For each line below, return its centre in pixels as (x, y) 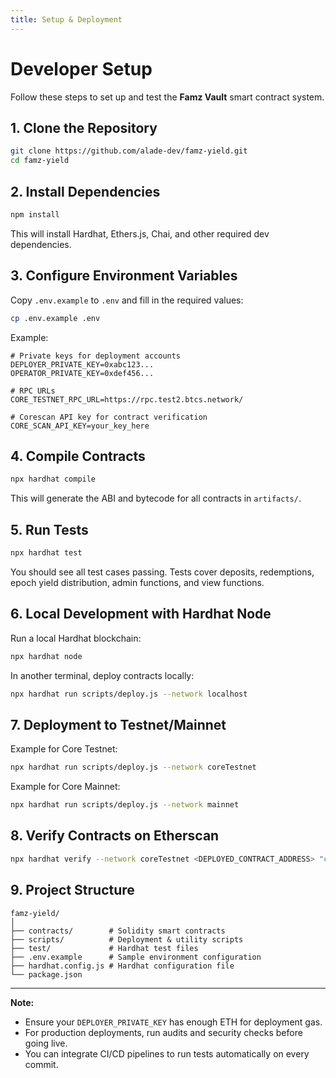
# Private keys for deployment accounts (96, 356)
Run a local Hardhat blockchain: (76, 638)
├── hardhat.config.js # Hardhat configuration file (122, 966)
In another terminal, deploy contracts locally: (102, 675)
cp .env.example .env (55, 318)
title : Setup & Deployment (66, 19)
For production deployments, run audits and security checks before (163, 1032)
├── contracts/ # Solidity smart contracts (118, 931)
